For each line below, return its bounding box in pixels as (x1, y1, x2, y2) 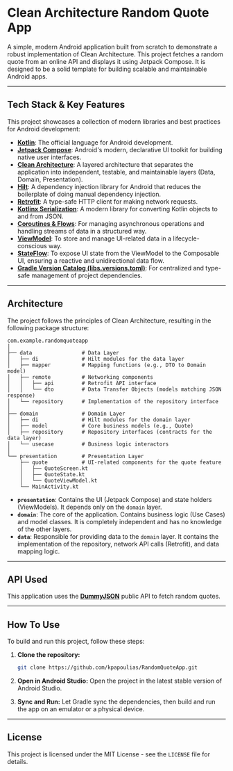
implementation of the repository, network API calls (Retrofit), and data (17, 539, 220, 548)
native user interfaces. (17, 153, 82, 161)
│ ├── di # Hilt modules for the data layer (7, 355, 185, 362)
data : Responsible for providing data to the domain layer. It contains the (17, 532, 219, 540)
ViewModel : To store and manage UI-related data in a (17, 234, 172, 243)
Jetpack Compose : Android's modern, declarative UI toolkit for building (17, 145, 223, 154)
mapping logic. (17, 547, 60, 555)
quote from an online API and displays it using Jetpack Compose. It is (7, 57, 206, 65)
